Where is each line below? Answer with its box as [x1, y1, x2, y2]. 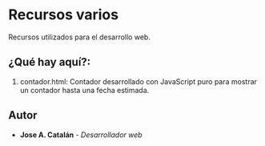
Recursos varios [8, 6, 118, 24]
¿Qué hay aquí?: [8, 55, 91, 69]
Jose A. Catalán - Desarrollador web [19, 130, 143, 140]
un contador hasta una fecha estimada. [19, 85, 150, 95]
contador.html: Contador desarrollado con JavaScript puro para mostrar [19, 76, 258, 86]
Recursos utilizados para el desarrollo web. [8, 32, 151, 42]
